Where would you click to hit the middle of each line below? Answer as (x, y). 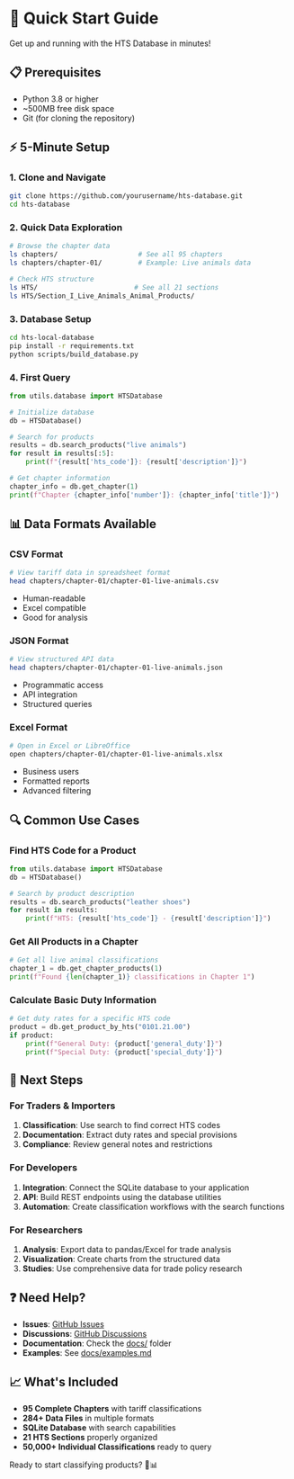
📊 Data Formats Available (83, 524)
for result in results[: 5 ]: (62, 453)
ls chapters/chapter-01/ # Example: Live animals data (130, 263)
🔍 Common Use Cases (75, 820)
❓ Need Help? (48, 1298)
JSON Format (39, 641)
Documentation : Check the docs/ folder (97, 1343)
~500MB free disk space (68, 108)
